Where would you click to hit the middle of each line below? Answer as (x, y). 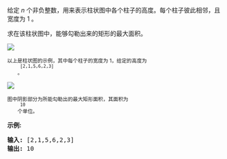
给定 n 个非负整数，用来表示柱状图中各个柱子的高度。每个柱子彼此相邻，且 (114, 10)
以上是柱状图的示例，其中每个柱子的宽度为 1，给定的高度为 (77, 61)
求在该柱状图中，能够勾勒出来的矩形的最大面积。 (77, 34)
